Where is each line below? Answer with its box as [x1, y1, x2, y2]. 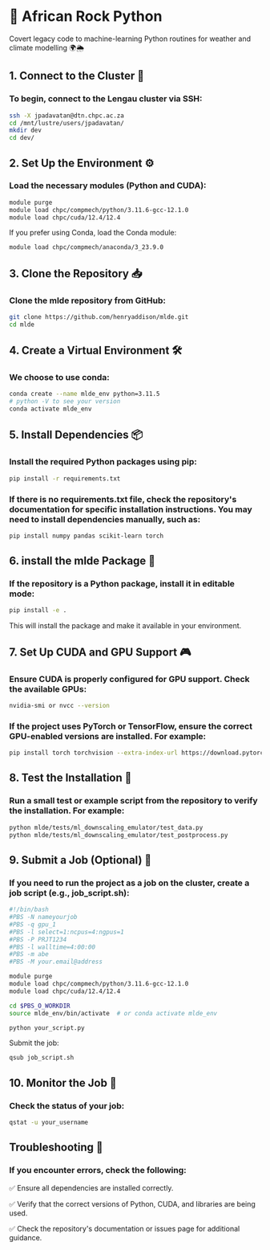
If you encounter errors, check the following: [9, 1165, 187, 1176]
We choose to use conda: [9, 372, 111, 383]
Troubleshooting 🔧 [9, 1141, 103, 1154]
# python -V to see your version [9, 398, 121, 406]
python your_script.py [9, 1023, 85, 1031]
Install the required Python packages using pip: [9, 456, 197, 468]
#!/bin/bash [9, 905, 49, 914]
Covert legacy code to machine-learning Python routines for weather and [9, 34, 252, 43]
